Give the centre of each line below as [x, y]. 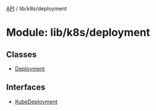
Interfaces [26, 88]
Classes [21, 54]
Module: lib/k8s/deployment [78, 33]
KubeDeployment [36, 102]
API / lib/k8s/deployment [37, 9]
